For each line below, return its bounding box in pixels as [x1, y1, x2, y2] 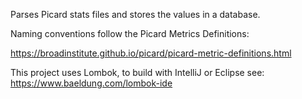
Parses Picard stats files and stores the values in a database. [10, 9, 261, 20]
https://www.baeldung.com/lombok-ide [10, 77, 173, 89]
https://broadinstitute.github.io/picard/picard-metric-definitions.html [10, 47, 292, 59]
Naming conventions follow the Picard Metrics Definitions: [10, 28, 250, 39]
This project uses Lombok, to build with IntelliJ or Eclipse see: [10, 67, 265, 78]
